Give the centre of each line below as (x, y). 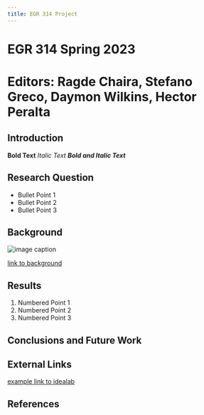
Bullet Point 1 (36, 195)
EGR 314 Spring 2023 (71, 49)
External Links (40, 365)
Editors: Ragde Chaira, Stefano (100, 82)
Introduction (36, 138)
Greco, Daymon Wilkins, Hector (102, 97)
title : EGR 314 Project (43, 14)
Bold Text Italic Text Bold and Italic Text (66, 155)
